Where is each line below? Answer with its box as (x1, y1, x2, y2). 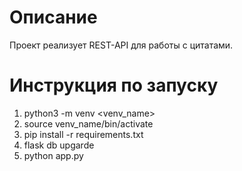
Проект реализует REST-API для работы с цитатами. (9, 39, 234, 51)
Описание (9, 6, 98, 29)
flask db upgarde (23, 139, 95, 151)
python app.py (23, 149, 84, 161)
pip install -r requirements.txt (23, 128, 144, 140)
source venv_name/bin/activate (23, 117, 154, 130)
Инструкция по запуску (9, 74, 219, 97)
